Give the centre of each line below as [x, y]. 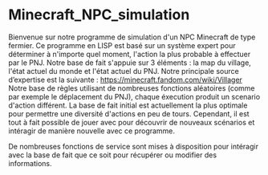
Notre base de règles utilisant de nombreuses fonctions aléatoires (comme [132, 88]
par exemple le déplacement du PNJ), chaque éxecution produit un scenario [134, 96]
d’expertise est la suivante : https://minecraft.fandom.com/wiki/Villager [126, 79]
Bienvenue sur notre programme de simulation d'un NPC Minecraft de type [132, 37]
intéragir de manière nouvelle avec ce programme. [91, 131]
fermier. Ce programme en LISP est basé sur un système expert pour [122, 45]
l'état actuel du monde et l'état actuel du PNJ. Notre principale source [124, 71]
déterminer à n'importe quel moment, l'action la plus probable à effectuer [130, 54]
